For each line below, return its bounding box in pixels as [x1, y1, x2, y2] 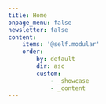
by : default [36, 56, 76, 63]
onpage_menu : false [8, 19, 72, 27]
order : [22, 48, 44, 56]
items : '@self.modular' [22, 41, 101, 48]
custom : [36, 70, 61, 77]
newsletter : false [8, 26, 68, 34]
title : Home [8, 11, 47, 20]
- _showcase [49, 77, 90, 84]
